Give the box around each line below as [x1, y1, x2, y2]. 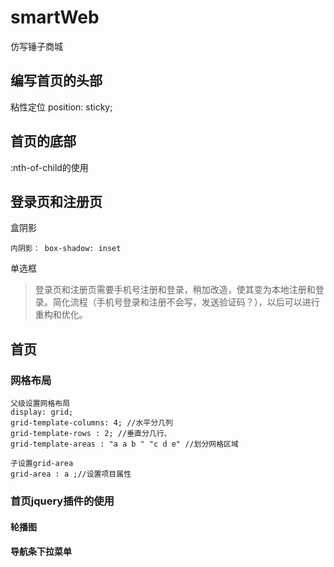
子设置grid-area [10, 459, 74, 469]
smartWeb [10, 6, 100, 29]
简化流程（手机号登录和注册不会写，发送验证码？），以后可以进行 [52, 296, 320, 308]
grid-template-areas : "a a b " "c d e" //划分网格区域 [10, 439, 239, 450]
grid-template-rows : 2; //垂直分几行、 [10, 429, 172, 439]
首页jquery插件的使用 [10, 494, 115, 508]
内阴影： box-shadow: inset [10, 244, 122, 254]
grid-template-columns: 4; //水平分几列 [10, 418, 173, 428]
